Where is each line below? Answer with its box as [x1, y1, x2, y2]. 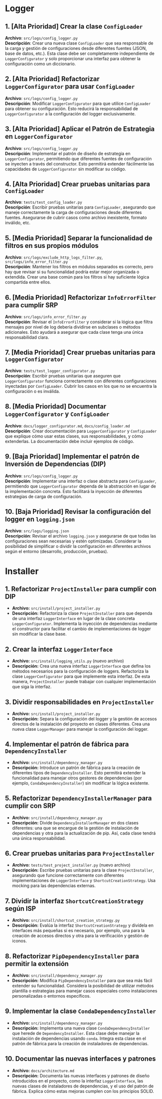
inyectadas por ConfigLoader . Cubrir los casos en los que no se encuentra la [5, 383, 157, 389]
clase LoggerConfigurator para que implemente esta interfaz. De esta [12, 673, 150, 679]
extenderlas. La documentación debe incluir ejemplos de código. [5, 438, 134, 444]
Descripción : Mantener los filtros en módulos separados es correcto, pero [5, 264, 153, 270]
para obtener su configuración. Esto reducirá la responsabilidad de [5, 105, 138, 112]
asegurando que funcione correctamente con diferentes [12, 872, 124, 878]
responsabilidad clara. [5, 334, 49, 340]
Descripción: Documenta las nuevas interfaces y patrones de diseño [12, 1073, 150, 1079]
